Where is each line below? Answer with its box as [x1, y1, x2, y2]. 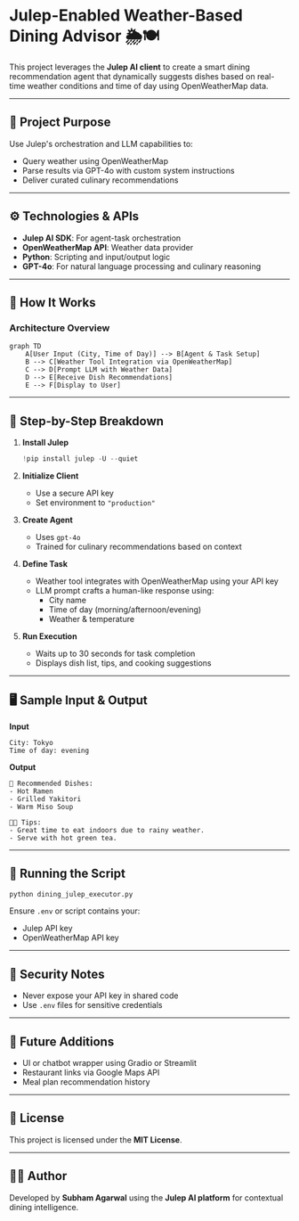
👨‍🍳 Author [9, 1168, 68, 1184]
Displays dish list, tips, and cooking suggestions [35, 657, 212, 668]
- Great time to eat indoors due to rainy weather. [9, 825, 205, 834]
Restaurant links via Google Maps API [21, 1067, 160, 1078]
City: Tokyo [9, 738, 53, 747]
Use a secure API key [35, 488, 114, 498]
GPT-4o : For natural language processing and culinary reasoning [21, 260, 262, 272]
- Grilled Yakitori [9, 794, 82, 803]
